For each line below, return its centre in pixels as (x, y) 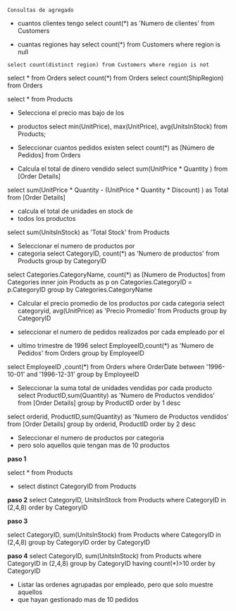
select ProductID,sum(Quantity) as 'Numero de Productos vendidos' (116, 395)
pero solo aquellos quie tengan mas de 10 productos (94, 445)
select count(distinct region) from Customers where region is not (108, 65)
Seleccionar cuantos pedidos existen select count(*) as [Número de (116, 147)
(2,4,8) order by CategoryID (48, 507)
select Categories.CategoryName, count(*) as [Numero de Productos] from (116, 274)
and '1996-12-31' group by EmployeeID (83, 374)
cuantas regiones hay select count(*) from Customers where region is (119, 44)
